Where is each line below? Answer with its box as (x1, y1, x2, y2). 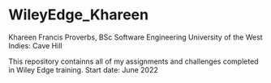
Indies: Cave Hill (8, 40, 62, 50)
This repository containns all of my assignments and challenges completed (8, 56, 259, 66)
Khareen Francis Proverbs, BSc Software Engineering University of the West (8, 32, 263, 42)
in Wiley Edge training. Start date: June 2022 (8, 64, 158, 74)
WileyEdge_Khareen (8, 6, 148, 24)
